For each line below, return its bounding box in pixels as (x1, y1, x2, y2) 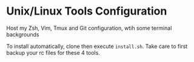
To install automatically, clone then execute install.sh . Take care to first (6, 43, 188, 50)
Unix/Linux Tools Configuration (6, 4, 167, 18)
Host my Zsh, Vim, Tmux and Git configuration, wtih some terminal (6, 24, 172, 32)
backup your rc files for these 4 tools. (6, 49, 100, 56)
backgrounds (6, 30, 39, 38)
